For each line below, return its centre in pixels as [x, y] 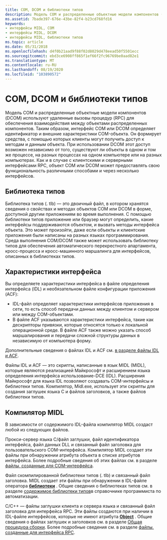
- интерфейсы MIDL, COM [30, 28]
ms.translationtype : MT [30, 61]
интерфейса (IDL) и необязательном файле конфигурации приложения [80, 289]
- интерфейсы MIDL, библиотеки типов [44, 38]
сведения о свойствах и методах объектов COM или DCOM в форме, [79, 208]
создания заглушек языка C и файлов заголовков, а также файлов [76, 392]
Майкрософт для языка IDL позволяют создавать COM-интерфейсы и [79, 381]
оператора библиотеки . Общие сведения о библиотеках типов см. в [79, 486]
